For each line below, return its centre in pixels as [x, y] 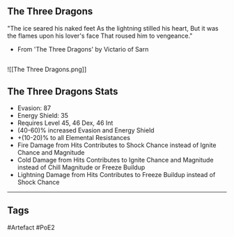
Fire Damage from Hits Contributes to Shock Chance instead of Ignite [117, 145]
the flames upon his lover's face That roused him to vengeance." [100, 36]
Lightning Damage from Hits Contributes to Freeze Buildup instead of [116, 175]
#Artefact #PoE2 [31, 227]
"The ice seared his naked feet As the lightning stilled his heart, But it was [113, 28]
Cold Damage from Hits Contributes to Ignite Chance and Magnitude [115, 160]
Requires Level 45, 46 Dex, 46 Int [65, 123]
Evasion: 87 [34, 108]
